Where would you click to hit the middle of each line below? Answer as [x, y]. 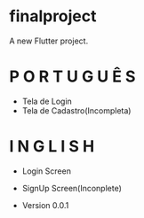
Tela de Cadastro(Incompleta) [76, 110]
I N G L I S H [52, 147]
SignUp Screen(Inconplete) [72, 188]
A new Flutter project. [49, 41]
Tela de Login [47, 101]
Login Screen [46, 171]
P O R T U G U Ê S [72, 77]
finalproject [53, 16]
